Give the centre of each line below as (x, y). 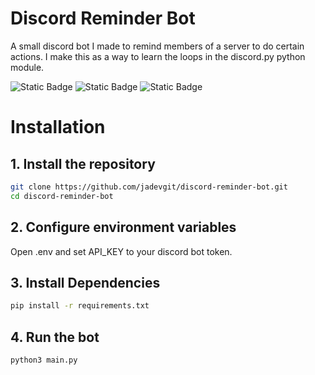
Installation (58, 127)
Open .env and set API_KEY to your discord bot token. (121, 251)
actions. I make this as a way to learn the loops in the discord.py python (158, 56)
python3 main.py (44, 360)
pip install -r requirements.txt (80, 306)
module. (27, 67)
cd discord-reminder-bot (62, 196)
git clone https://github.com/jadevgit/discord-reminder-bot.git (149, 187)
